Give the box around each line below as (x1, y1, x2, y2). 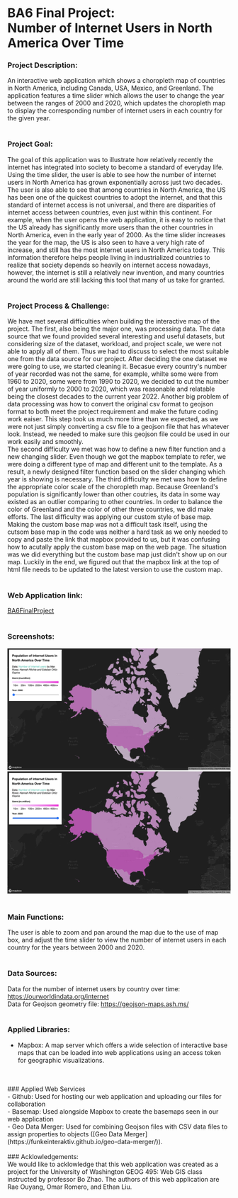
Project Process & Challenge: (7, 301, 110, 311)
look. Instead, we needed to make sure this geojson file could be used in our (7, 430, 230, 438)
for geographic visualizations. (17, 1056, 105, 1064)
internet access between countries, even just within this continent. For (7, 207, 212, 217)
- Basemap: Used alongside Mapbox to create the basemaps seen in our (7, 1107, 219, 1116)
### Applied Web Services (7, 1085, 86, 1093)
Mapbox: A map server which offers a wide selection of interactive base (17, 1041, 228, 1049)
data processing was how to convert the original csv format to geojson (7, 400, 214, 409)
